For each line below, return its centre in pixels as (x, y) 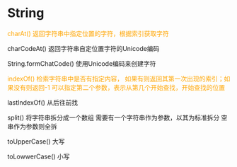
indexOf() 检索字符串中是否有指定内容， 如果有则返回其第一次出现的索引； (116, 79)
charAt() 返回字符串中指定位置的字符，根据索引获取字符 (88, 33)
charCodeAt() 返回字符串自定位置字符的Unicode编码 (83, 48)
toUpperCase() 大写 (36, 141)
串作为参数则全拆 (32, 126)
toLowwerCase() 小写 (39, 156)
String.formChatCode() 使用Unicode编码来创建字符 (82, 63)
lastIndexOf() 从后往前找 (43, 102)
